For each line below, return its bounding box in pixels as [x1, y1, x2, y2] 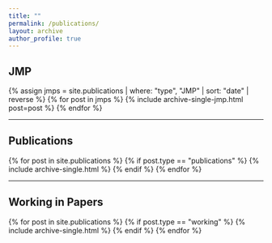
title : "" [8, 11, 42, 20]
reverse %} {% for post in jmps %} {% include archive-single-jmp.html [8, 95, 244, 104]
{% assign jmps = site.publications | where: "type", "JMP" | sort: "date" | [8, 86, 249, 96]
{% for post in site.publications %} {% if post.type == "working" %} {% [8, 216, 246, 227]
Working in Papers [8, 195, 104, 209]
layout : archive [8, 27, 63, 35]
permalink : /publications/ [8, 19, 100, 28]
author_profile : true [8, 34, 82, 43]
